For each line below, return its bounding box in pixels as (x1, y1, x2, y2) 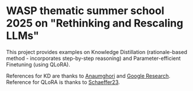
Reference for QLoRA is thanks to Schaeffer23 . (6, 78, 120, 86)
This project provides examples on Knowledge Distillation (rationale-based (6, 48, 188, 55)
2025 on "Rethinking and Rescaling (6, 16, 184, 30)
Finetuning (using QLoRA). (6, 60, 71, 68)
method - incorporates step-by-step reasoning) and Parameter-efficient (6, 55, 181, 62)
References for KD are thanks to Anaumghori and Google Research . (6, 72, 171, 79)
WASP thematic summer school (6, 4, 165, 18)
